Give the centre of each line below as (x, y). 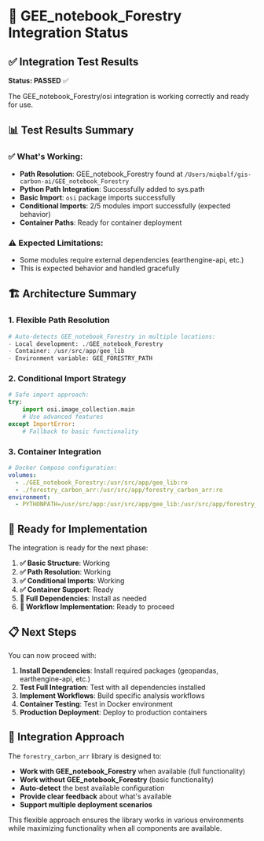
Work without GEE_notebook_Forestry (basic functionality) (117, 779)
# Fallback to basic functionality (81, 432)
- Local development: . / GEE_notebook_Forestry (86, 344)
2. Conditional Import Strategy (67, 379)
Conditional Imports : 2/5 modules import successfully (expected (125, 206)
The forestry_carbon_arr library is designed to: (85, 756)
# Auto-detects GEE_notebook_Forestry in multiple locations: (112, 336)
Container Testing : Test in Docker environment (96, 703)
